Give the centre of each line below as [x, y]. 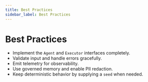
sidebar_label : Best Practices [38, 14]
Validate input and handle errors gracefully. [57, 58]
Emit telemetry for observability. [45, 63]
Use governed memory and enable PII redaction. [62, 69]
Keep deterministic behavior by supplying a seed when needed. [78, 74]
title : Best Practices [29, 10]
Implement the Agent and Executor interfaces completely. [71, 53]
